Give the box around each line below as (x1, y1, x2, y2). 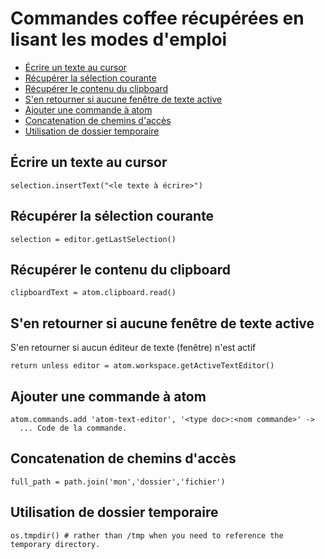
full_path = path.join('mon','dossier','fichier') (10, 477, 226, 487)
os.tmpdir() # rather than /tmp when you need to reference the (10, 530, 284, 541)
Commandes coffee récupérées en (10, 7, 305, 30)
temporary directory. (10, 539, 101, 549)
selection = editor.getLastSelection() (10, 234, 177, 244)
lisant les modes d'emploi (10, 28, 228, 51)
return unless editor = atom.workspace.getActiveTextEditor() (10, 361, 275, 371)
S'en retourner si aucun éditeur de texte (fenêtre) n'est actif (10, 342, 257, 354)
